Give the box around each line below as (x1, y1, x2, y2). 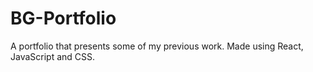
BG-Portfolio (10, 7, 117, 30)
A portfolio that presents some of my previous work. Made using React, (10, 40, 304, 52)
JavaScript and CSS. (10, 50, 96, 62)
